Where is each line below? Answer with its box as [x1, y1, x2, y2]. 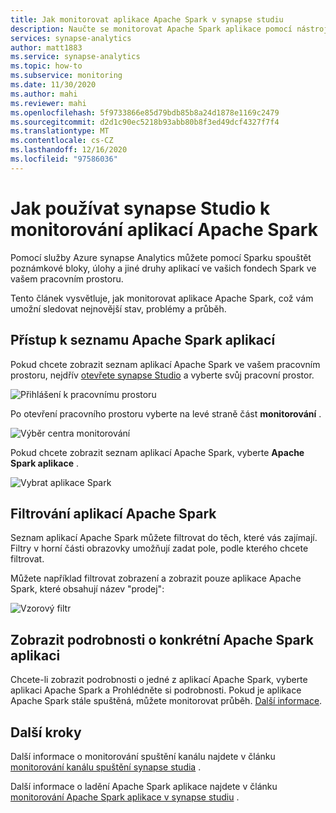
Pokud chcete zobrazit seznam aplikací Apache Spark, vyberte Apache [10, 446, 305, 458]
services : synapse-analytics [10, 33, 132, 43]
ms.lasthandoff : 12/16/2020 [10, 145, 128, 155]
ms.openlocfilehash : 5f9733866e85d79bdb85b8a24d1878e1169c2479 [10, 107, 280, 118]
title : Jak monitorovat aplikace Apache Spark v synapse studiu [10, 14, 284, 25]
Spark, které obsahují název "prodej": [10, 583, 165, 595]
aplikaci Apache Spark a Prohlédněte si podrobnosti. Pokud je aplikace [10, 684, 302, 696]
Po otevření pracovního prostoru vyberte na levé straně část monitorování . [10, 407, 322, 420]
